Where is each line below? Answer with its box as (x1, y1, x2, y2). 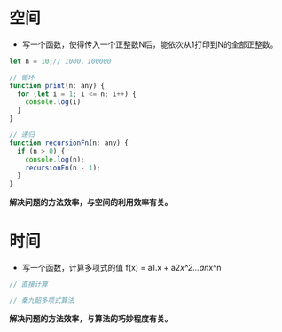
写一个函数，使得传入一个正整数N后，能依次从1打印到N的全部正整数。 (21, 39, 278, 50)
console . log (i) (25, 98, 82, 107)
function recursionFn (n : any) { (9, 138, 129, 147)
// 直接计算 (9, 281, 49, 289)
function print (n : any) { (9, 81, 105, 90)
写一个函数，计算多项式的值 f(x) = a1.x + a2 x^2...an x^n (21, 263, 222, 273)
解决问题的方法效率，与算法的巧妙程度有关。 (9, 312, 173, 324)
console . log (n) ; (25, 154, 86, 164)
